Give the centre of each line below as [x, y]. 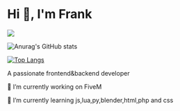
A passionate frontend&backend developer [68, 73]
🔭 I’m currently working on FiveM [55, 87]
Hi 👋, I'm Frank [50, 14]
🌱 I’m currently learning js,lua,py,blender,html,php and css [90, 100]
